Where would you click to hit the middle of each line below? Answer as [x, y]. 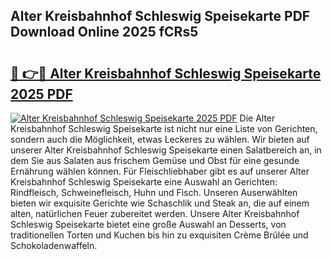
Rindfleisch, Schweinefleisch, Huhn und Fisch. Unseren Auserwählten [154, 192]
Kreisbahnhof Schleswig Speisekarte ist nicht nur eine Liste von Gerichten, [164, 128]
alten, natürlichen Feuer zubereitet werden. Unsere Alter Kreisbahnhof [155, 213]
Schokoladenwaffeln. [54, 245]
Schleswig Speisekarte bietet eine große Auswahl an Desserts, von [148, 224]
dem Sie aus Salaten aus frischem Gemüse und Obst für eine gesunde [155, 160]
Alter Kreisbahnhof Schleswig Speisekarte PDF [160, 16]
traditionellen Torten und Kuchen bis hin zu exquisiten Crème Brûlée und [159, 235]
